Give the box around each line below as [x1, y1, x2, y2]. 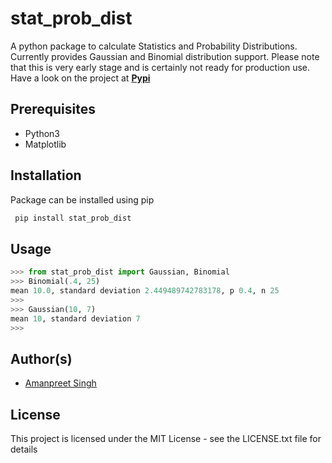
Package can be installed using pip [10, 193, 155, 206]
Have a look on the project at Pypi [10, 72, 151, 84]
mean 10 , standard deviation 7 [10, 313, 141, 324]
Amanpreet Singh [24, 377, 97, 389]
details [10, 443, 38, 455]
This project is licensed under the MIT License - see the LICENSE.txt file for [10, 433, 322, 444]
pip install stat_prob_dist [14, 213, 132, 223]
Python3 [24, 127, 60, 139]
